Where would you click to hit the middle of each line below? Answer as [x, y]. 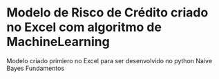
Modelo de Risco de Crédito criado [107, 13]
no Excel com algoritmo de [84, 27]
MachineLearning [58, 42]
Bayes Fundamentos [36, 68]
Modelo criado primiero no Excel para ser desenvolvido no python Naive [109, 60]
